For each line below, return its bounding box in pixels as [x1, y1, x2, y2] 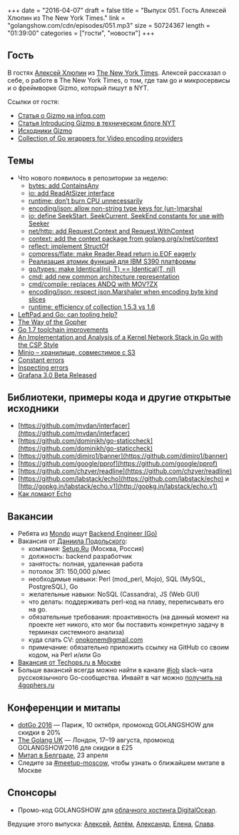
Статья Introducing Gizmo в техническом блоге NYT [17, 118, 176, 127]
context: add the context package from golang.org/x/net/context [28, 234, 219, 243]
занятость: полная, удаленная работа [28, 560, 143, 568]
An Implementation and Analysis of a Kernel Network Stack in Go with [17, 333, 223, 341]
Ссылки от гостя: [7, 97, 59, 106]
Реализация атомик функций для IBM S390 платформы [28, 257, 196, 265]
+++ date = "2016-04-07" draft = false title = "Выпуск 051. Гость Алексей [7, 6, 227, 14]
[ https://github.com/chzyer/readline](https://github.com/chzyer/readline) [17, 467, 232, 475]
